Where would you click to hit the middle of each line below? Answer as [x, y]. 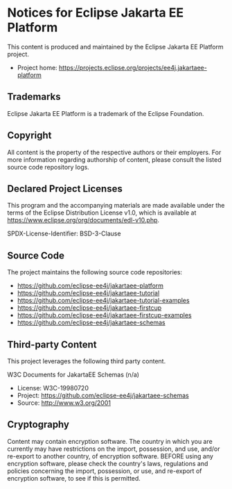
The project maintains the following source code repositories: [95, 272]
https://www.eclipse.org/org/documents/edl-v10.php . [83, 220]
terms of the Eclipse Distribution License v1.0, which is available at [102, 213]
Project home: [37, 67]
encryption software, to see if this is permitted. [74, 478]
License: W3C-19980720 [53, 388]
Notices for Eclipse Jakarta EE [96, 13]
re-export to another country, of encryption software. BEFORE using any [110, 456]
